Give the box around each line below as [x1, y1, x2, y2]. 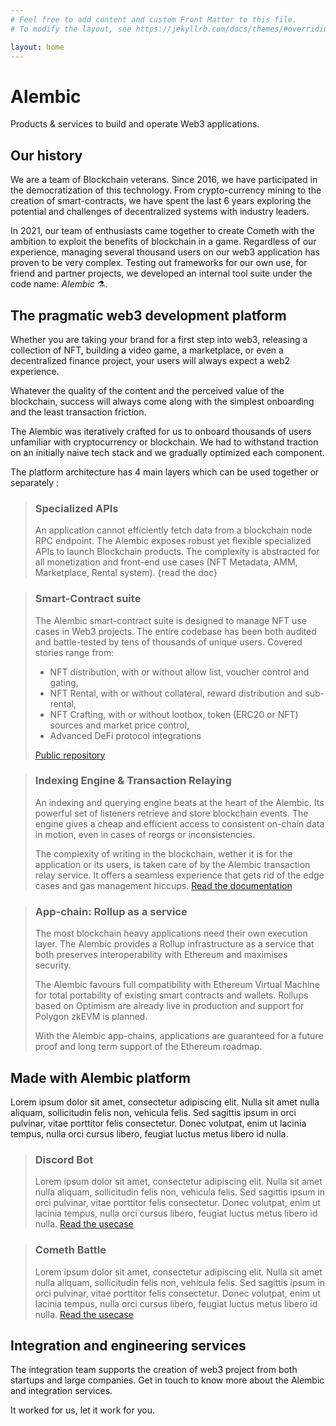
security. [34, 959, 72, 971]
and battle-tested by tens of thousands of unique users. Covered [34, 636, 303, 648]
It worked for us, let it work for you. [10, 1404, 155, 1416]
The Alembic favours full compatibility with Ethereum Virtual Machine [34, 979, 320, 991]
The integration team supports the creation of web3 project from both [10, 1364, 298, 1376]
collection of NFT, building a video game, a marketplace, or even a [10, 344, 284, 356]
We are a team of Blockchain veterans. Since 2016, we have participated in [10, 174, 318, 186]
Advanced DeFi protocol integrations [49, 729, 202, 741]
